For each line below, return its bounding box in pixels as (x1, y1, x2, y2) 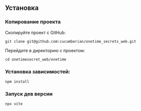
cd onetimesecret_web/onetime (5, 57, 67, 62)
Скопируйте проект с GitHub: (5, 29, 66, 36)
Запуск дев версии (5, 90, 53, 97)
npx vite (5, 102, 23, 107)
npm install (5, 79, 29, 84)
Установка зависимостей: (5, 68, 71, 75)
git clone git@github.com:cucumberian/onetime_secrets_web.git (5, 39, 137, 44)
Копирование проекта (5, 18, 61, 25)
